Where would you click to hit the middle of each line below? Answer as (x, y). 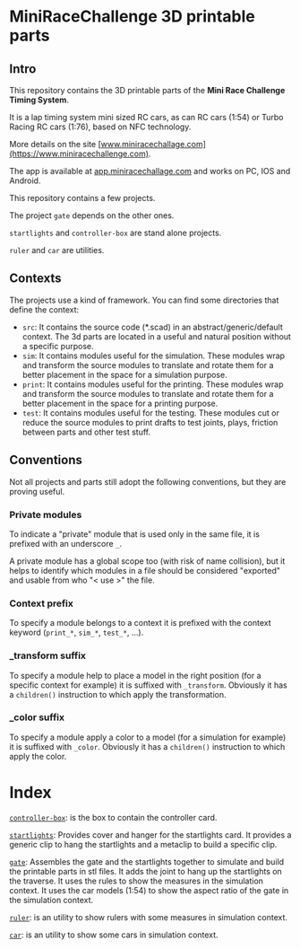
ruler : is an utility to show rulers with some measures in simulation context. (149, 917)
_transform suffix (48, 655)
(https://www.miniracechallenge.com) (79, 154)
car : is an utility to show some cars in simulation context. (114, 935)
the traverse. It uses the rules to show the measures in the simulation (137, 881)
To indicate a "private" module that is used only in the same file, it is (134, 534)
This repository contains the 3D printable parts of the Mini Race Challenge (147, 90)
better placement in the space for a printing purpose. (120, 403)
